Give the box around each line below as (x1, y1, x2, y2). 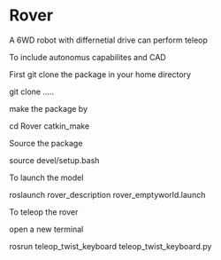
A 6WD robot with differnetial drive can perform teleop (9, 35, 208, 45)
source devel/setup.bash (9, 154, 100, 165)
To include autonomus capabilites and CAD (9, 51, 166, 62)
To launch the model (9, 172, 84, 183)
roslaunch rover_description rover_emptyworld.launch (9, 189, 206, 200)
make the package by (9, 103, 88, 114)
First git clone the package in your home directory (9, 68, 192, 80)
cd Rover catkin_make (9, 121, 90, 131)
